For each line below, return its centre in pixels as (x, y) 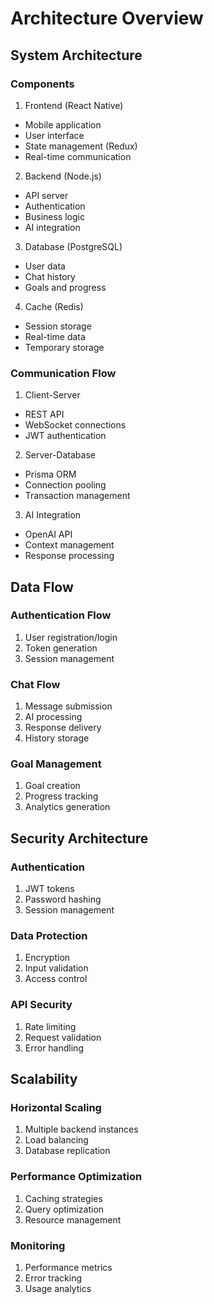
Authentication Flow (61, 615)
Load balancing (56, 1140)
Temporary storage (64, 347)
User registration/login (71, 637)
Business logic (54, 216)
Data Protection (49, 936)
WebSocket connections (75, 425)
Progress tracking (61, 796)
